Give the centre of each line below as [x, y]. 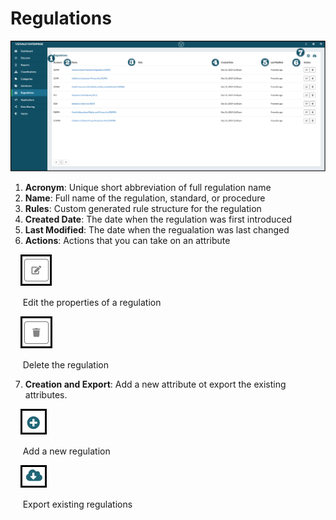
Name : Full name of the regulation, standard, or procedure [145, 198]
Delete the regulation [65, 365]
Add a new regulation [66, 451]
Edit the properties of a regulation [92, 303]
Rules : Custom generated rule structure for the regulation [143, 209]
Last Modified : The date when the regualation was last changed [157, 230]
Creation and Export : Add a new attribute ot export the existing [155, 384]
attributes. [46, 395]
